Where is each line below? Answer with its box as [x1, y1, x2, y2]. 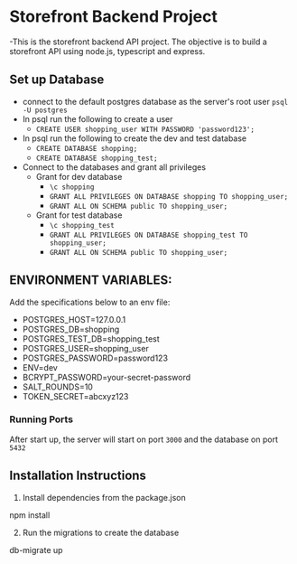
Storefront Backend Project [9, 6, 218, 27]
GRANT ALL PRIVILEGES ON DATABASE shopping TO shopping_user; [49, 192, 289, 201]
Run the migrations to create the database [22, 527, 180, 538]
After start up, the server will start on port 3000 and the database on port [9, 434, 278, 445]
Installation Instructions [9, 468, 147, 484]
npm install [9, 509, 51, 521]
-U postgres [22, 106, 68, 115]
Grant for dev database [35, 171, 123, 182]
